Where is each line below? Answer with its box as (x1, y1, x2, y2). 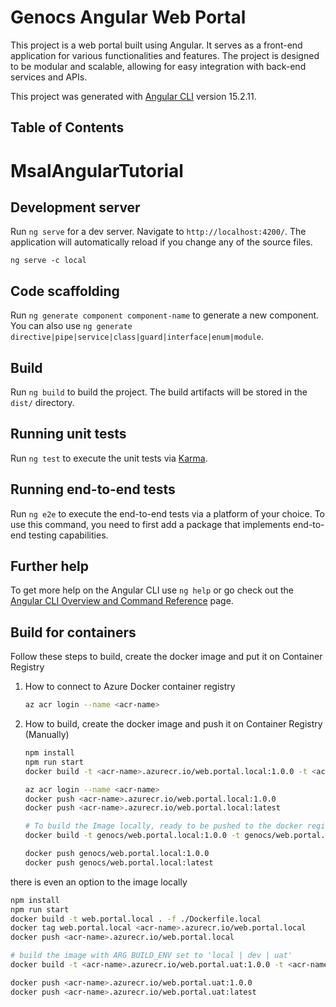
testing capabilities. (28, 529, 109, 541)
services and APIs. (10, 71, 88, 83)
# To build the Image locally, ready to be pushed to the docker (24, 821, 303, 831)
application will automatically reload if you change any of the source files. (10, 236, 313, 248)
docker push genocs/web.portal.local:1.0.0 (24, 849, 210, 859)
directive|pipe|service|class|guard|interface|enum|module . (10, 331, 264, 343)
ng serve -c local (10, 256, 87, 266)
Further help (10, 557, 90, 575)
